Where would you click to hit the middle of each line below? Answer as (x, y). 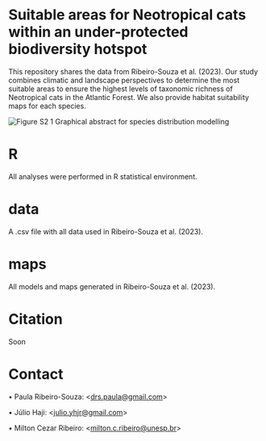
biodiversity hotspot (78, 49)
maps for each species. (47, 106)
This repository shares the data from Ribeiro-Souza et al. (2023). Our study (133, 71)
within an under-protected (98, 32)
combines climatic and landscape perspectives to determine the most (124, 80)
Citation (35, 319)
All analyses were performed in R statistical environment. (103, 176)
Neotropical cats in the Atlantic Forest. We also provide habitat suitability (129, 97)
